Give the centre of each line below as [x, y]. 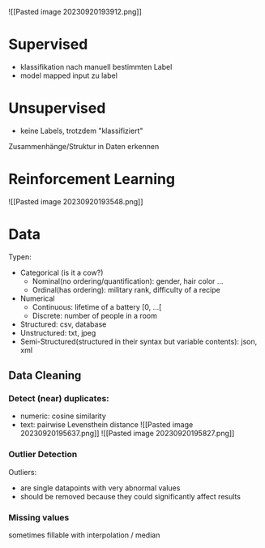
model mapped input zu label [68, 75]
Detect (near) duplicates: [59, 399]
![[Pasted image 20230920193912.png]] [75, 12]
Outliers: [23, 472]
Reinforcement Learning [92, 180]
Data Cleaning [45, 376]
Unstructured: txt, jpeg [58, 332]
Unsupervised [57, 108]
